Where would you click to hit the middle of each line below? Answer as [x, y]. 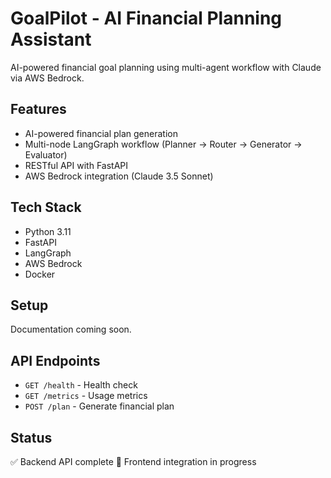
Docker [40, 274]
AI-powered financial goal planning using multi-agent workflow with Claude [166, 67]
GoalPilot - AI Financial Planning [146, 18]
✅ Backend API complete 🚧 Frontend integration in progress [133, 461]
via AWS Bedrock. [47, 78]
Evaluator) [46, 154]
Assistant [51, 39]
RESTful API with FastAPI [76, 165]
